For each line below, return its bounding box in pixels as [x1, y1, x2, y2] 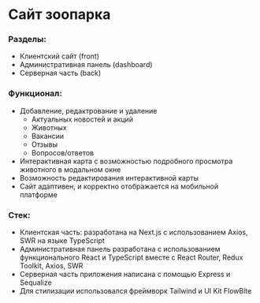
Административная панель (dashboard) [19, 60, 153, 69]
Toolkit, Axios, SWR [19, 261, 84, 271]
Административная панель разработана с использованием [19, 245, 221, 254]
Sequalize [19, 278, 53, 287]
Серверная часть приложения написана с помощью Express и [19, 270, 231, 279]
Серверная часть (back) [19, 69, 102, 78]
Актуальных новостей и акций [31, 114, 134, 124]
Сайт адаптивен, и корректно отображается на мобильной [19, 181, 219, 191]
